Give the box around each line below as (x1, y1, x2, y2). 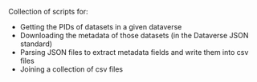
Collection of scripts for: (8, 7, 88, 16)
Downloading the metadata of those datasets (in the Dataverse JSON (19, 31, 249, 40)
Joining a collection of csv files (19, 64, 123, 74)
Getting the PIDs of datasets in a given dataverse (19, 22, 182, 31)
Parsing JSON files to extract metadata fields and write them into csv (19, 48, 249, 57)
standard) (19, 39, 53, 49)
